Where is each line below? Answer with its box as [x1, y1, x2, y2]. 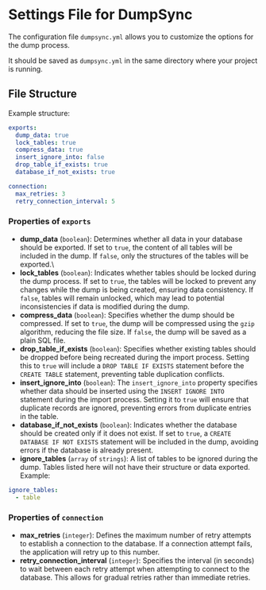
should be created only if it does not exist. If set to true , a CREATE [19, 428, 232, 438]
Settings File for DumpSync [8, 6, 193, 24]
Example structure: [8, 108, 70, 118]
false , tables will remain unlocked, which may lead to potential [19, 293, 225, 303]
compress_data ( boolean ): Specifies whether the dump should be [19, 310, 235, 320]
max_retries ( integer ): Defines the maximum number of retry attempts [19, 530, 252, 540]
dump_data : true [15, 131, 69, 139]
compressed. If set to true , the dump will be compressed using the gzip [19, 318, 256, 328]
